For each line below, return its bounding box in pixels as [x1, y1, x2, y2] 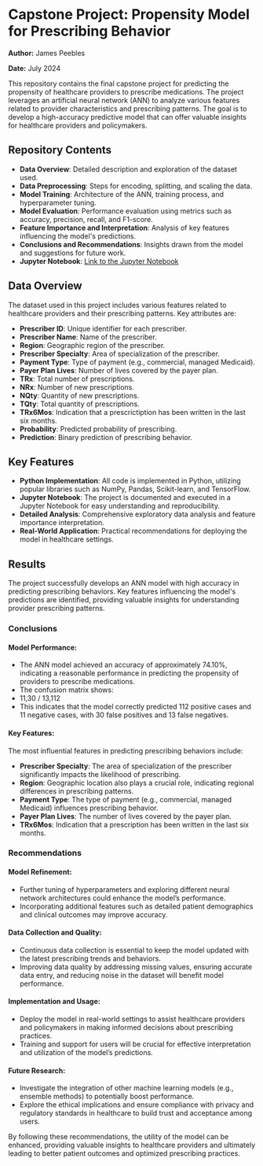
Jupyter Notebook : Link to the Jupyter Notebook [19, 256, 179, 265]
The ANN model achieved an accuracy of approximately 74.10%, [19, 660, 228, 670]
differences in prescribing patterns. [19, 786, 134, 796]
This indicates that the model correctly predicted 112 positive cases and [19, 702, 251, 712]
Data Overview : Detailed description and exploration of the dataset [19, 164, 238, 174]
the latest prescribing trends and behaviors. [19, 953, 161, 963]
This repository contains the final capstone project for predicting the [8, 79, 229, 88]
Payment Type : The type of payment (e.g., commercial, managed [19, 794, 232, 804]
